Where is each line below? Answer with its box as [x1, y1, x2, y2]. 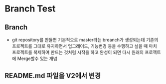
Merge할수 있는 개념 [17, 55, 58, 61]
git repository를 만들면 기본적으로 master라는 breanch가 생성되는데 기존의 [11, 37, 159, 42]
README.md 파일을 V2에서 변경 [4, 71, 101, 80]
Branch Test [4, 3, 56, 14]
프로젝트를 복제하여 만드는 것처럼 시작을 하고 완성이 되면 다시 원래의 [11, 49, 144, 55]
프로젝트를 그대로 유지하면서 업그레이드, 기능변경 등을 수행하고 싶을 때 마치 [11, 43, 158, 49]
